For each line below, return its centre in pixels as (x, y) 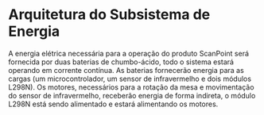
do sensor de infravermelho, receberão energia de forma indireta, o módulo (132, 95)
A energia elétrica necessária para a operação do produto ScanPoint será (128, 53)
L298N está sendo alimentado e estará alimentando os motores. (113, 104)
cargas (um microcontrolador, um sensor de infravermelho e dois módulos (130, 79)
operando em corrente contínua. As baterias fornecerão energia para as (126, 70)
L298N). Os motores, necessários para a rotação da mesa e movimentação (131, 87)
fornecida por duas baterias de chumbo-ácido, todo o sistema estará (121, 62)
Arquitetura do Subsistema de (109, 15)
